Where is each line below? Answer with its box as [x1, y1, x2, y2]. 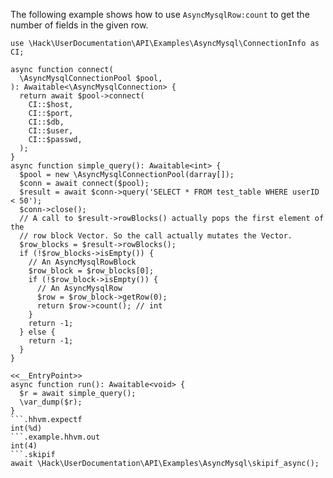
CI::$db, [28, 117, 65, 127]
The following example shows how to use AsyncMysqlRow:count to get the [10, 9, 310, 20]
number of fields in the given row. [10, 19, 149, 31]
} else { [19, 327, 56, 337]
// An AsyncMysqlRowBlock [28, 257, 137, 267]
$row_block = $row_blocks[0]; [28, 266, 155, 276]
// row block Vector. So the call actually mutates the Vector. [19, 231, 293, 241]
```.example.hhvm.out [10, 432, 101, 442]
